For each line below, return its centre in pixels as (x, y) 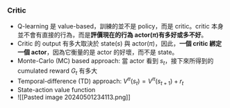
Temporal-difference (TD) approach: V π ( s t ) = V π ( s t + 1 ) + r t (100, 81)
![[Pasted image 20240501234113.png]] (74, 97)
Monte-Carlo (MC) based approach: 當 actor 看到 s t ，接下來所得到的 (115, 62)
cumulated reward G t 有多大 (57, 71)
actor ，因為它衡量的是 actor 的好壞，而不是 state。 (105, 52)
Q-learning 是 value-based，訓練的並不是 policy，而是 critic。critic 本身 (120, 26)
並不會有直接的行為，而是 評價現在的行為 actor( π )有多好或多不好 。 (112, 35)
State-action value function (56, 90)
